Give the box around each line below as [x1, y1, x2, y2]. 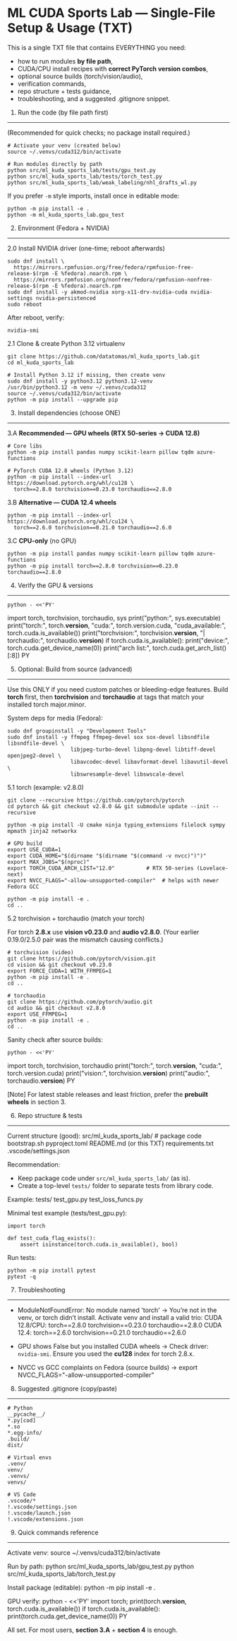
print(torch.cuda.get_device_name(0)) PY [7, 1611, 128, 1621]
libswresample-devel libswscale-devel [70, 771, 185, 778]
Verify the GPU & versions [17, 581, 94, 589]
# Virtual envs [7, 1454, 52, 1461]
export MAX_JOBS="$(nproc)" [7, 858, 90, 865]
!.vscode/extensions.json [7, 1515, 83, 1522]
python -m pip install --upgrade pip [7, 396, 119, 403]
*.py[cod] [7, 1417, 37, 1424]
